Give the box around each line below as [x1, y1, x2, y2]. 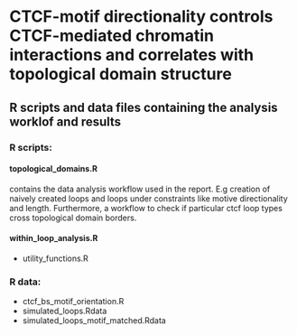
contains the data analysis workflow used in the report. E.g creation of [9, 183, 271, 194]
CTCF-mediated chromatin [9, 25, 215, 46]
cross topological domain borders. [9, 212, 137, 223]
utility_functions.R [22, 253, 88, 264]
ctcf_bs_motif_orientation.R [22, 296, 125, 307]
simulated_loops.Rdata [22, 305, 107, 317]
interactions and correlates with [9, 45, 255, 65]
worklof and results [9, 114, 122, 129]
